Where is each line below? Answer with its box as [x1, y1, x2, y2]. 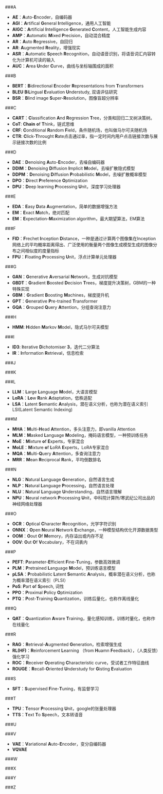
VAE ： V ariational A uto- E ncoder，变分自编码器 [12, 741, 107, 747]
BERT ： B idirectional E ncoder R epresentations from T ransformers [12, 83, 144, 88]
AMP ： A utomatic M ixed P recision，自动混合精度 [12, 33, 110, 38]
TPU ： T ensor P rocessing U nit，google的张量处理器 [12, 706, 116, 711]
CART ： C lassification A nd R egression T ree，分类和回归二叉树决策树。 [12, 115, 155, 121]
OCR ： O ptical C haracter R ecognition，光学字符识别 [12, 521, 116, 527]
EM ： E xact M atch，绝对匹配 [12, 210, 70, 215]
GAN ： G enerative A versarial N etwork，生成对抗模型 [12, 274, 118, 279]
